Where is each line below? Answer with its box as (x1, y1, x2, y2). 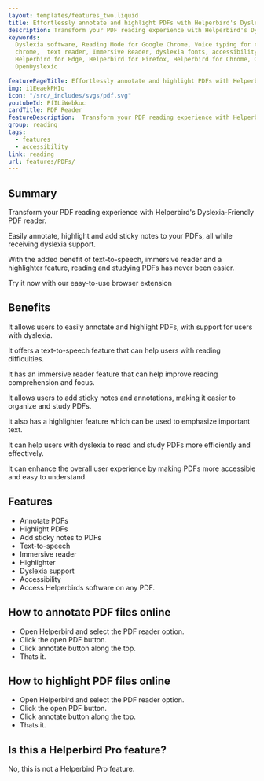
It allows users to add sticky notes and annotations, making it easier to (8, 393, 236, 402)
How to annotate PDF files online (8, 605, 171, 619)
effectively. (8, 448, 45, 457)
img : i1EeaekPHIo (8, 84, 65, 92)
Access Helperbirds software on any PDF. (19, 583, 156, 592)
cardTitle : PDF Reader (8, 106, 82, 114)
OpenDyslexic (15, 63, 58, 71)
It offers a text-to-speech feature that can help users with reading (8, 346, 222, 355)
